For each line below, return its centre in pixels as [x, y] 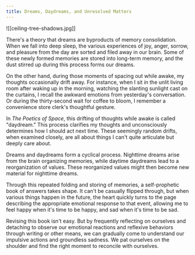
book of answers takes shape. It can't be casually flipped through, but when [97, 191]
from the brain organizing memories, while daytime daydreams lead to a [93, 161]
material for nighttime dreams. [42, 173]
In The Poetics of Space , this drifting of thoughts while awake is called [91, 118]
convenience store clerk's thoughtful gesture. [61, 107]
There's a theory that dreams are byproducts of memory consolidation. [91, 39]
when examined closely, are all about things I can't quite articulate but [90, 137]
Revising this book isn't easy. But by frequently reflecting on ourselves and [96, 221]
